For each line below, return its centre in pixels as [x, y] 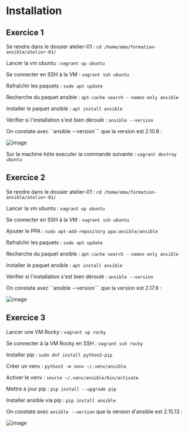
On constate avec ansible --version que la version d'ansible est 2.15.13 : [94, 411]
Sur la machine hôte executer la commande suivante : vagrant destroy [92, 154]
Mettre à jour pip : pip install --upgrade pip [61, 389]
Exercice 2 [26, 178]
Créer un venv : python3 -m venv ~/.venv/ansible [66, 366]
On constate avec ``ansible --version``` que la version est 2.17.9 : [84, 288]
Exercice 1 [25, 33]
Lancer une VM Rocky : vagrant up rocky [56, 332]
